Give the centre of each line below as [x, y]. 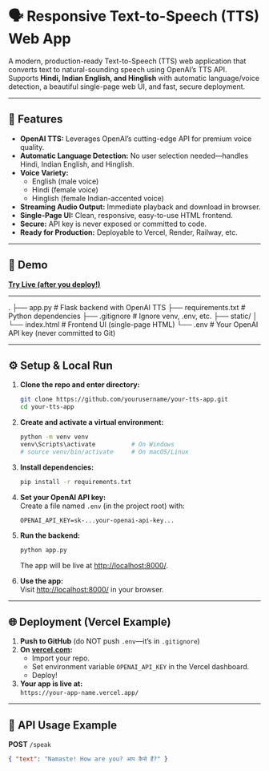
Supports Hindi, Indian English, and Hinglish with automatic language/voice [134, 78]
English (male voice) [65, 181]
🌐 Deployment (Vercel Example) [90, 622]
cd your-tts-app [47, 407]
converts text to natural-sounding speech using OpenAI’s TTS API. [118, 69]
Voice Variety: [44, 172]
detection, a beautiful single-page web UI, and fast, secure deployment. [127, 87]
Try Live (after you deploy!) [54, 284]
